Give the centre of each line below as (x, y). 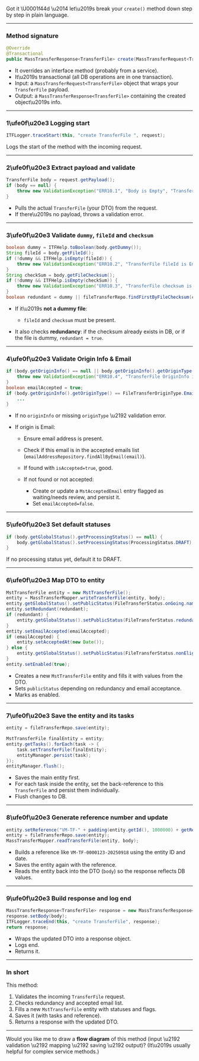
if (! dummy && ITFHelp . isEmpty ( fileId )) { (59, 258)
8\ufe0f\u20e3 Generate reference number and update (87, 817)
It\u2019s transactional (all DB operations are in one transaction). (94, 77)
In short (18, 972)
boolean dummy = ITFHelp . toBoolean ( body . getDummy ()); (74, 248)
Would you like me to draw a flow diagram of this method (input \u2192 (93, 1039)
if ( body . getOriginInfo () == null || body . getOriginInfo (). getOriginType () (102, 371)
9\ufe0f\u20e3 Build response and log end (69, 898)
